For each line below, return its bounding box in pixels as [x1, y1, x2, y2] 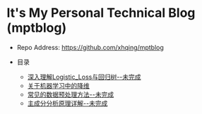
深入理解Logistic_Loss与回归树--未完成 [27, 72, 142, 81]
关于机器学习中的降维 [27, 81, 90, 89]
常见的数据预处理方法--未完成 [27, 90, 114, 99]
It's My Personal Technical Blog [6, 5, 196, 21]
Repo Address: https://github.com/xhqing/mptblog [16, 43, 164, 51]
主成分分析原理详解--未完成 [27, 99, 108, 107]
